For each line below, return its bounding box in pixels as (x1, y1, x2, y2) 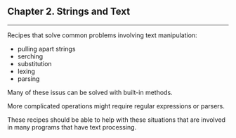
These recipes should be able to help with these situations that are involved (7, 115, 226, 124)
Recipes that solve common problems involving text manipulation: (7, 31, 198, 39)
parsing (17, 74, 40, 83)
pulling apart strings (17, 44, 76, 53)
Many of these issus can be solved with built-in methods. (7, 88, 173, 96)
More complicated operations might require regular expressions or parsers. (7, 101, 225, 110)
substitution (17, 59, 52, 68)
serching (17, 52, 44, 61)
